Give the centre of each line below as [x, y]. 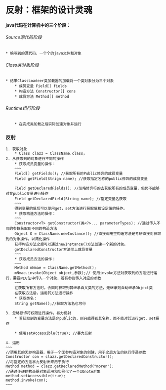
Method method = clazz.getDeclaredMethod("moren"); [60, 366]
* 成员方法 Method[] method [42, 97]
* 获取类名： [26, 298]
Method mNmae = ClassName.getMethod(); [56, 267]
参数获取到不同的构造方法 [35, 228]
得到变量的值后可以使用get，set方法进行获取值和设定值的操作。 [71, 208]
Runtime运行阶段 [23, 108]
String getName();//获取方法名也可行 [50, 303]
